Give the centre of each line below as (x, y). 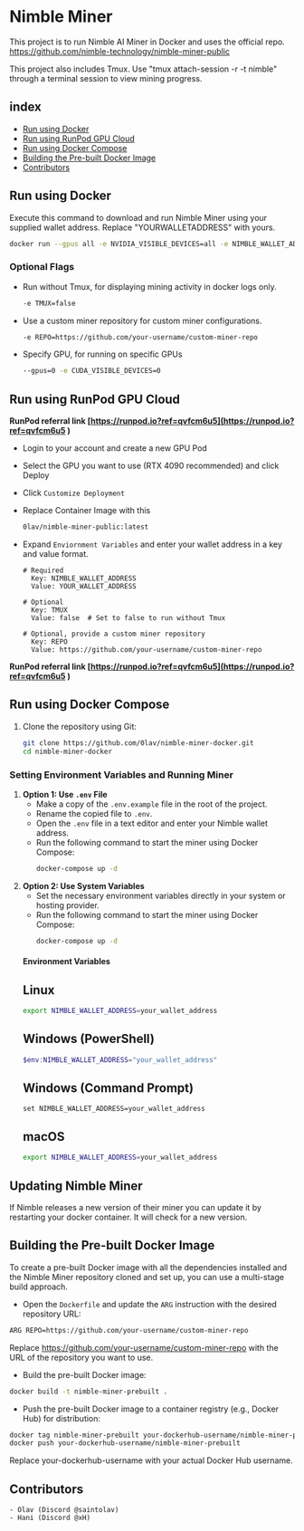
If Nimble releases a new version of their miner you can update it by (136, 1207)
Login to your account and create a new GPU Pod (115, 448)
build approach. (38, 1287)
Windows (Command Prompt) (108, 1088)
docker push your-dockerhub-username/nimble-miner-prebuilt (125, 1443)
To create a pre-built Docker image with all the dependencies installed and (148, 1267)
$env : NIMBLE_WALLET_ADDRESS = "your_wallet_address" (120, 1060)
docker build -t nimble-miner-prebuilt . (89, 1392)
